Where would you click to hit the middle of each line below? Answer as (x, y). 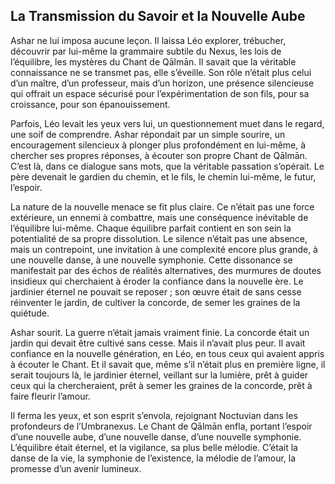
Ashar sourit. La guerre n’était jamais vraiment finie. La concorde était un (160, 332)
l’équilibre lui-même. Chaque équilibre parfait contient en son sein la (151, 228)
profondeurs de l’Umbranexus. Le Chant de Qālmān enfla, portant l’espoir (161, 426)
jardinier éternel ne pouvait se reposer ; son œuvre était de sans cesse (156, 291)
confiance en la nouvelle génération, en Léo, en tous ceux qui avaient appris (167, 353)
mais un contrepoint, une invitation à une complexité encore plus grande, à (164, 249)
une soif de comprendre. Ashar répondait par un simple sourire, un (148, 134)
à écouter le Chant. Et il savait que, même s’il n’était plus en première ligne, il (168, 364)
